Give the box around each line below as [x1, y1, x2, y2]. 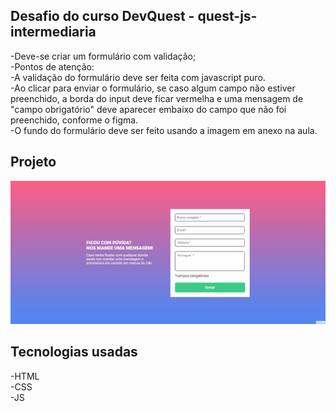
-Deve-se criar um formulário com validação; [10, 50, 197, 62]
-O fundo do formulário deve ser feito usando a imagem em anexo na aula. [10, 124, 318, 136]
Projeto [10, 154, 57, 171]
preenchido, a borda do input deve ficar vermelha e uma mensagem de [10, 92, 304, 104]
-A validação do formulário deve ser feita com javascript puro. [10, 71, 266, 83]
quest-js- [197, 8, 258, 25]
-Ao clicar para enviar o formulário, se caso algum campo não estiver [10, 82, 296, 94]
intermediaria [10, 24, 97, 41]
